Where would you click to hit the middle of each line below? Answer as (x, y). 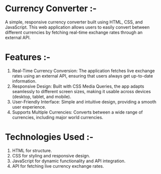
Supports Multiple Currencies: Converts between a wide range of (77, 112)
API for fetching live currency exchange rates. (58, 166)
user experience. (29, 107)
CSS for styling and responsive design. (51, 155)
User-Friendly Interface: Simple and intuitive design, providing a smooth (84, 102)
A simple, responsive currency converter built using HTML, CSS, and (74, 22)
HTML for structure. (32, 150)
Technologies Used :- (49, 137)
